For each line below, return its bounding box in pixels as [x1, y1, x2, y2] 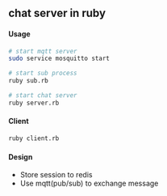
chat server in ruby [8, 6, 106, 20]
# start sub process [8, 69, 78, 78]
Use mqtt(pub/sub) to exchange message [19, 178, 159, 189]
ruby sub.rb [8, 77, 48, 85]
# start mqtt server [8, 47, 78, 55]
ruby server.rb [8, 99, 60, 107]
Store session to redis [19, 170, 93, 180]
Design [8, 151, 33, 161]
